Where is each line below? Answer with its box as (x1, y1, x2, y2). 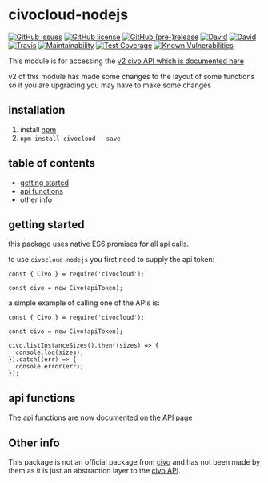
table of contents (8, 156, 96, 170)
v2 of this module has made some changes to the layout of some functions (8, 71, 255, 81)
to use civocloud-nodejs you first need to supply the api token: (8, 255, 215, 264)
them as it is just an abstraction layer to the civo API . (8, 466, 182, 475)
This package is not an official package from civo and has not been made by (8, 457, 261, 466)
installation (8, 103, 66, 117)
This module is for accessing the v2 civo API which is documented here (8, 56, 244, 66)
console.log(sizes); (15, 348, 84, 357)
